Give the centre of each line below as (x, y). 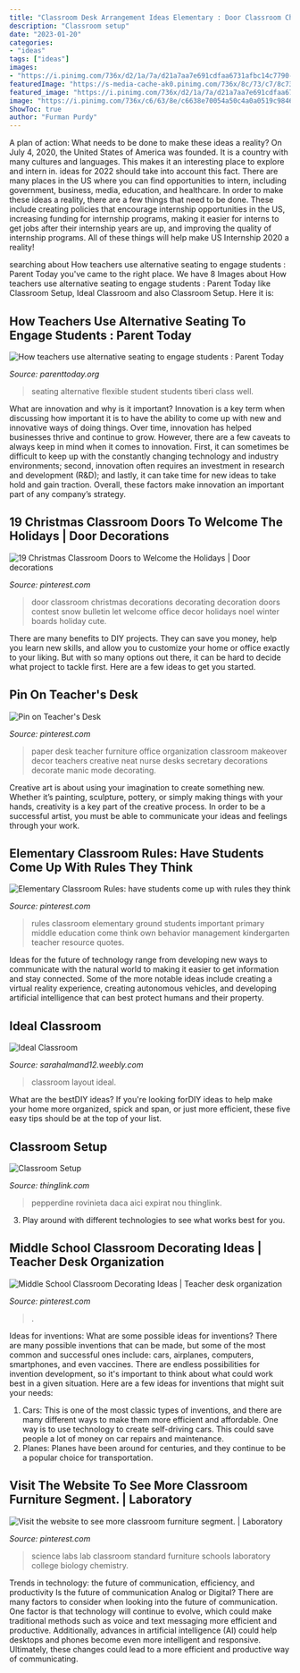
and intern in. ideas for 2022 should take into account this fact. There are (144, 172)
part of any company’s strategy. (68, 494)
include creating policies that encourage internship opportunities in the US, (147, 209)
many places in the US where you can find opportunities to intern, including (148, 181)
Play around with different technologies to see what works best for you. (154, 1220)
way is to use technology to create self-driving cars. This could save (148, 1429)
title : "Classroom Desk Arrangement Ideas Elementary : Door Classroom (145, 17)
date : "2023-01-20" (46, 34)
